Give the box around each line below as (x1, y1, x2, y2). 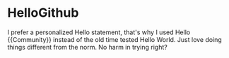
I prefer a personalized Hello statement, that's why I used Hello (7, 28, 191, 36)
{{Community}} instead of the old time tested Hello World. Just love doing (7, 35, 223, 43)
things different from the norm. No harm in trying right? (7, 43, 168, 51)
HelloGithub (7, 5, 79, 21)
